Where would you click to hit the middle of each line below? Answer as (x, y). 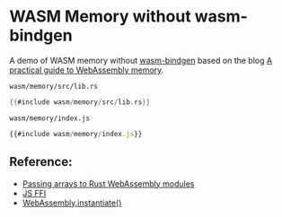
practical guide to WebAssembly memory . (87, 70)
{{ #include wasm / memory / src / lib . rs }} (80, 102)
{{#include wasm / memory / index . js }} (76, 134)
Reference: (41, 162)
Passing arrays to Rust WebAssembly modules (108, 183)
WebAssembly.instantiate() (72, 203)
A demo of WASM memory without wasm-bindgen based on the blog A (141, 60)
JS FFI (34, 193)
